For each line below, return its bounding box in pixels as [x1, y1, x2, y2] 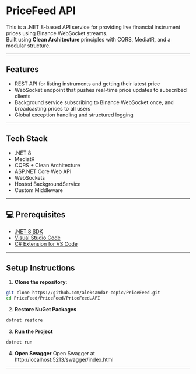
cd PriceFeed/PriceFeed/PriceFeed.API [6, 296, 100, 301]
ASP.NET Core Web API [14, 168, 72, 175]
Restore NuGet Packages [14, 306, 77, 313]
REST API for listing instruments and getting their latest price [14, 80, 160, 87]
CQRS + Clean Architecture [14, 162, 80, 169]
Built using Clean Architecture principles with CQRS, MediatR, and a [6, 36, 171, 43]
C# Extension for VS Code [14, 241, 78, 248]
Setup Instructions [6, 263, 75, 273]
